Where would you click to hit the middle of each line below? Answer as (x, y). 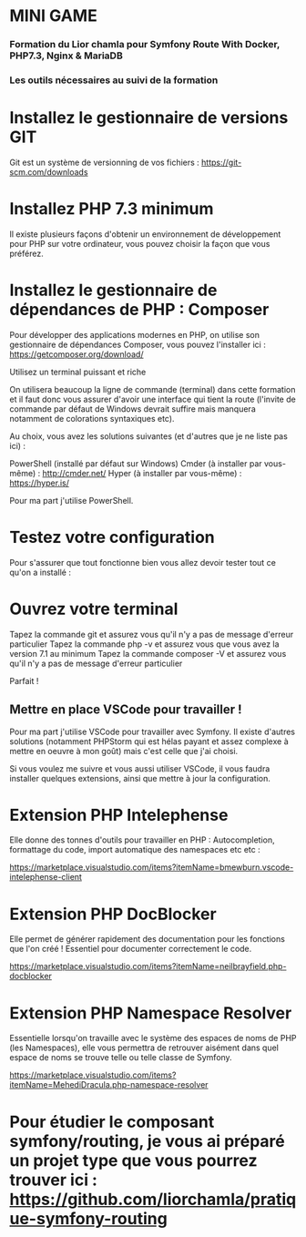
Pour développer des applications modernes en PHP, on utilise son (134, 334)
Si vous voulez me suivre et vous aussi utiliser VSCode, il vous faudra (140, 768)
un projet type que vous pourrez (133, 1160)
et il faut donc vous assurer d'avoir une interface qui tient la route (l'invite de (153, 399)
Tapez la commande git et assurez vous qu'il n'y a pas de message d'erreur (152, 634)
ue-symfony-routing (89, 1218)
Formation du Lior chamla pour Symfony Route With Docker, (145, 45)
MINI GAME (53, 16)
